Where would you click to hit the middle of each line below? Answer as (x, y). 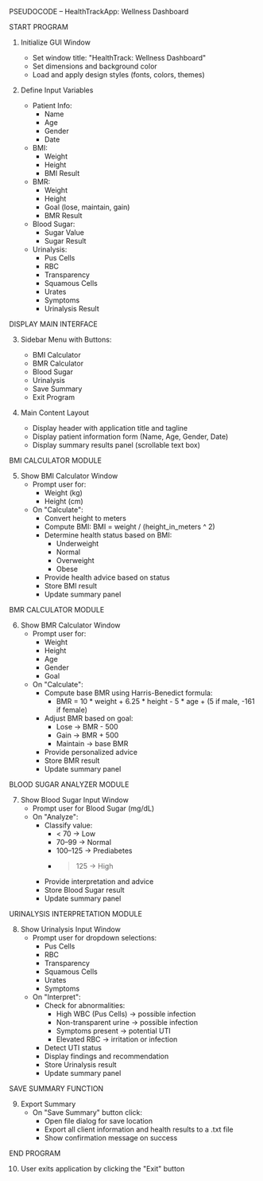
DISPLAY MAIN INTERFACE (53, 324)
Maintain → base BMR (92, 743)
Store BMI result (71, 586)
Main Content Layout (55, 413)
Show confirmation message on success (111, 1138)
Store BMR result (72, 761)
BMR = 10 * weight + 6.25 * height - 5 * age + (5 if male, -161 (155, 701)
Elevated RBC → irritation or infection (117, 1039)
